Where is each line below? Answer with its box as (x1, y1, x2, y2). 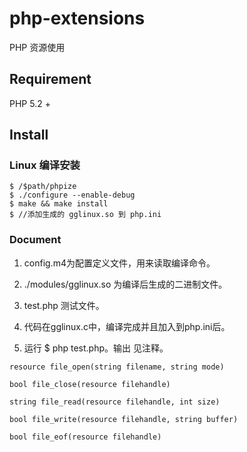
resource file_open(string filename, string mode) (9, 362, 225, 372)
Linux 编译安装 (9, 158, 81, 172)
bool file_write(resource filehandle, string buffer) (9, 414, 239, 424)
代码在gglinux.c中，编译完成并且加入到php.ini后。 (23, 320, 231, 332)
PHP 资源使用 (9, 41, 66, 53)
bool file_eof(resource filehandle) (9, 432, 162, 442)
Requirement (9, 71, 92, 88)
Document (9, 233, 62, 247)
